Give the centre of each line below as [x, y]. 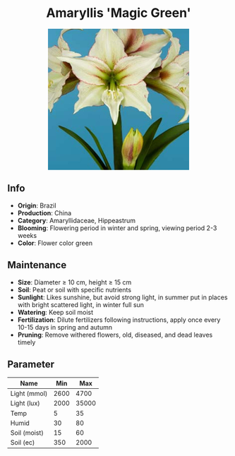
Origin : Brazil [37, 205]
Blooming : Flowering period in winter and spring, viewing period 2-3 [117, 228]
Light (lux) [25, 403]
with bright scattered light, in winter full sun [81, 304]
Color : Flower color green [55, 243]
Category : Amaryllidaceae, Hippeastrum [77, 220]
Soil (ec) [23, 443]
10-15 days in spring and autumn [65, 327]
